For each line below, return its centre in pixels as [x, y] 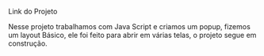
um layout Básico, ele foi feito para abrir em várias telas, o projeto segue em [132, 35]
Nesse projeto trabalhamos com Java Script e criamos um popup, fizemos [130, 26]
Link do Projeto [33, 11]
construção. [28, 43]
